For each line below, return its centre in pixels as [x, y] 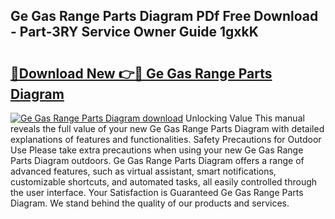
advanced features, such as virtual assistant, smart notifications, [143, 171]
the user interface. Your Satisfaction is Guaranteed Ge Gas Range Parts [157, 192]
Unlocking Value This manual [245, 118]
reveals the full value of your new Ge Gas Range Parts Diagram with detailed [167, 128]
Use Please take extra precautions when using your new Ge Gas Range [157, 150]
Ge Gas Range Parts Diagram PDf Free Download [164, 16]
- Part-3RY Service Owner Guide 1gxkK [134, 32]
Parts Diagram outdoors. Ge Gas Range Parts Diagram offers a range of [157, 160]
